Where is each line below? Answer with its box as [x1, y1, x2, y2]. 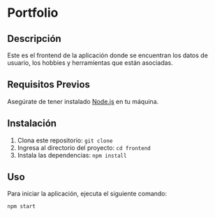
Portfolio [7, 5, 59, 21]
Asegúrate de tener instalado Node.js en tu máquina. [7, 97, 159, 105]
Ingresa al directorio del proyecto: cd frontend [17, 143, 151, 151]
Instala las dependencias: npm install [17, 151, 127, 159]
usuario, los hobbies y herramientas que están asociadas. [7, 59, 173, 67]
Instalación [7, 117, 57, 130]
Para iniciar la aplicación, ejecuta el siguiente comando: [7, 190, 168, 198]
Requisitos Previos [7, 79, 91, 91]
